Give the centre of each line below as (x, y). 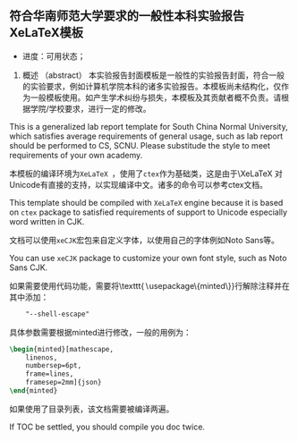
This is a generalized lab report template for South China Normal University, (149, 126)
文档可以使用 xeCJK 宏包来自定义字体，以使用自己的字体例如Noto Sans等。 (145, 240)
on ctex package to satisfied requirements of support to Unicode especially (149, 212)
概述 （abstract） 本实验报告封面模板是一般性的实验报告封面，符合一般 (153, 75)
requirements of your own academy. (76, 155)
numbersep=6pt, (54, 366)
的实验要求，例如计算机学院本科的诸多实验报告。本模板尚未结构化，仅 (152, 86)
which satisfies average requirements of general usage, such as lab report (146, 136)
